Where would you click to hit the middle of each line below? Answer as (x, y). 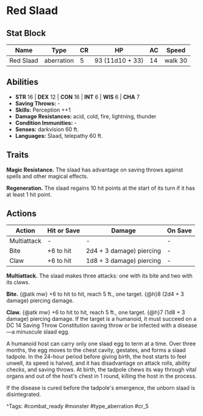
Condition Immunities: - (46, 123)
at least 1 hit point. (29, 194)
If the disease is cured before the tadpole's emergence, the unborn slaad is (101, 388)
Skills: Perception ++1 (43, 110)
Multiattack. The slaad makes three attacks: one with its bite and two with (100, 276)
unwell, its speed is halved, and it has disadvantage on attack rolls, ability (98, 363)
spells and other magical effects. (47, 176)
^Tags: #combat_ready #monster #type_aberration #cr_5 (78, 406)
